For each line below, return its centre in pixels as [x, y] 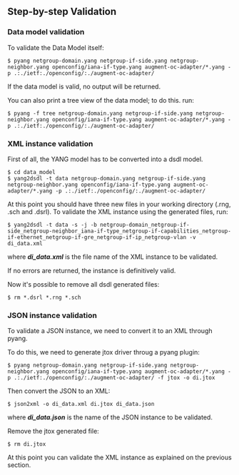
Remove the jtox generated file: [54, 431]
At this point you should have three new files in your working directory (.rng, [119, 204]
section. [19, 465]
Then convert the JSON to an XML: [59, 391]
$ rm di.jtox [27, 444]
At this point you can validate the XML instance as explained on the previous [119, 458]
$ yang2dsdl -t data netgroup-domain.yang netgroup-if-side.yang [106, 178]
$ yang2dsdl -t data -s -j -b [52, 225]
